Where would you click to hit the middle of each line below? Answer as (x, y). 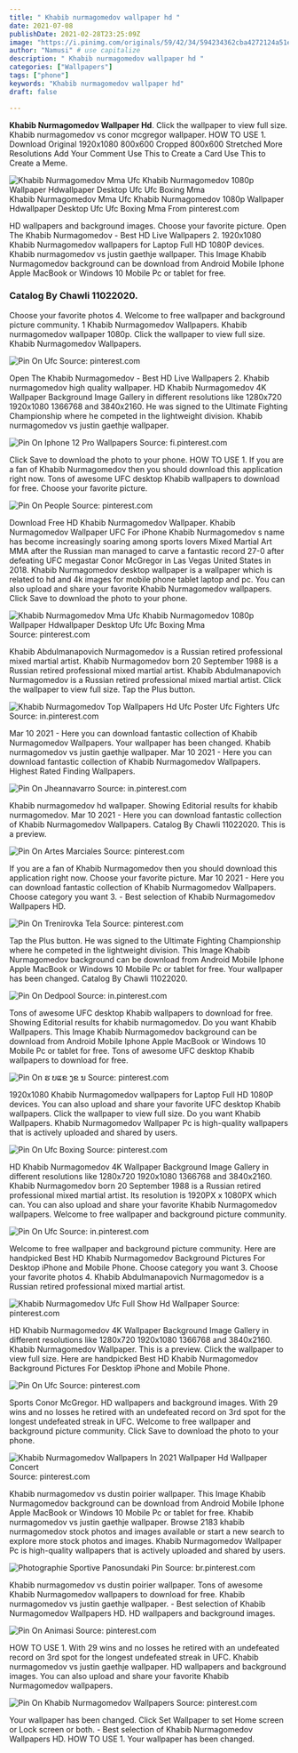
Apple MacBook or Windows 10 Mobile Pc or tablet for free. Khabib (132, 1512)
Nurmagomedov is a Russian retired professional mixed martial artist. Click (145, 679)
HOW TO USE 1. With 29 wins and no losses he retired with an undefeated (144, 1647)
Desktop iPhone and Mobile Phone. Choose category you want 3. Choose (144, 1267)
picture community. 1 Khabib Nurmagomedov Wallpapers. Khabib (128, 325)
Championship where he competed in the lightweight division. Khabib (136, 415)
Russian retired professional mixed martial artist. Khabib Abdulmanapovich (145, 670)
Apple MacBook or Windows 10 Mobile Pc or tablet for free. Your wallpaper (146, 969)
